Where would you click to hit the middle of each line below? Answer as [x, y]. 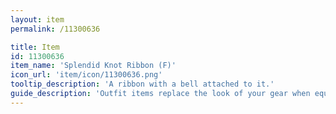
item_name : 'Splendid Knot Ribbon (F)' [93, 66]
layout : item [37, 19]
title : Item [35, 47]
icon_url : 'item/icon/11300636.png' [86, 75]
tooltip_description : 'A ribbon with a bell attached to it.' [142, 84]
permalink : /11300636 [55, 29]
